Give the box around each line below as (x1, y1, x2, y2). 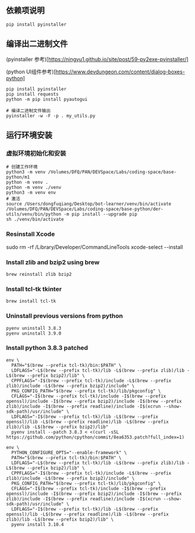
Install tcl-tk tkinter (6, 285, 62, 293)
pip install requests (6, 91, 59, 97)
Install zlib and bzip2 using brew (6, 258, 100, 266)
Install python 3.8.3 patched (6, 344, 88, 352)
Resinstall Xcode (6, 230, 55, 238)
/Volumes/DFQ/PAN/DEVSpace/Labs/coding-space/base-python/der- (6, 206, 164, 212)
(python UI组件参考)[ (6, 68, 56, 75)
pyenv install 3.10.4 (11, 521, 64, 527)
